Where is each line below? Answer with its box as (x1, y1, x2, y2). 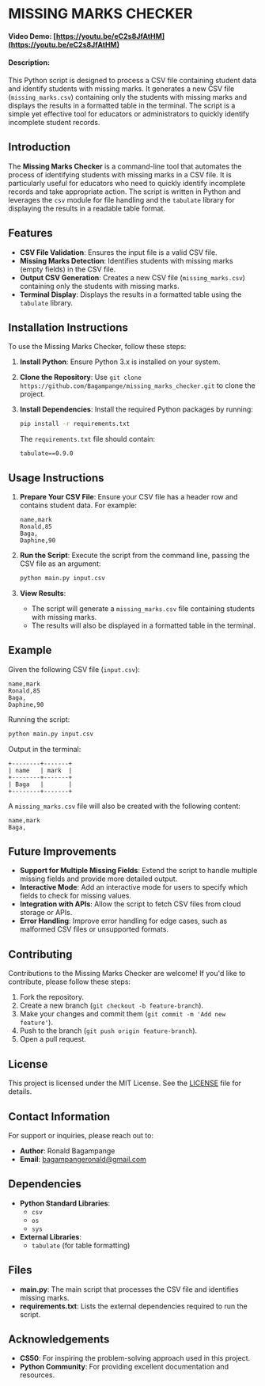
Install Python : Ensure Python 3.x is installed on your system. (19, 357, 221, 366)
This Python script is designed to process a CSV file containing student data (8, 75, 257, 85)
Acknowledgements (8, 1332, 110, 1346)
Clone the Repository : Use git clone (19, 373, 142, 382)
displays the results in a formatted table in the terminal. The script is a (8, 101, 236, 110)
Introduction (8, 140, 71, 154)
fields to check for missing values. (19, 891, 132, 901)
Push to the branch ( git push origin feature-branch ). (19, 1026, 198, 1035)
